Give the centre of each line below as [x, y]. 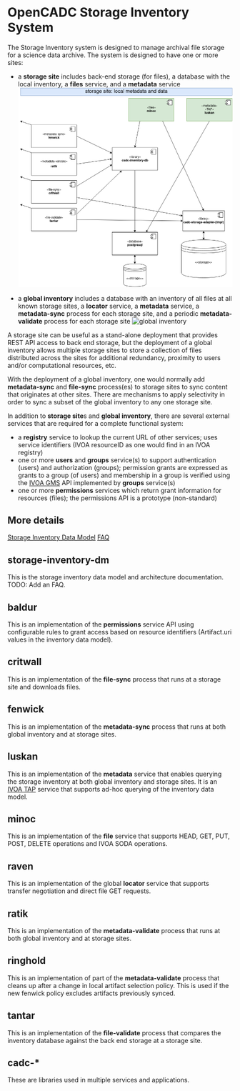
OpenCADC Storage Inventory [98, 13]
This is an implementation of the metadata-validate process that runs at [114, 930]
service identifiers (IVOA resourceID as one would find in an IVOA [114, 444]
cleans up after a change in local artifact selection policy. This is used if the [118, 985]
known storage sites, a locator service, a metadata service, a [109, 306]
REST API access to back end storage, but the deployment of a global [110, 342]
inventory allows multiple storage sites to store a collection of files [105, 350]
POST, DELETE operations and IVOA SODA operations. [87, 844]
